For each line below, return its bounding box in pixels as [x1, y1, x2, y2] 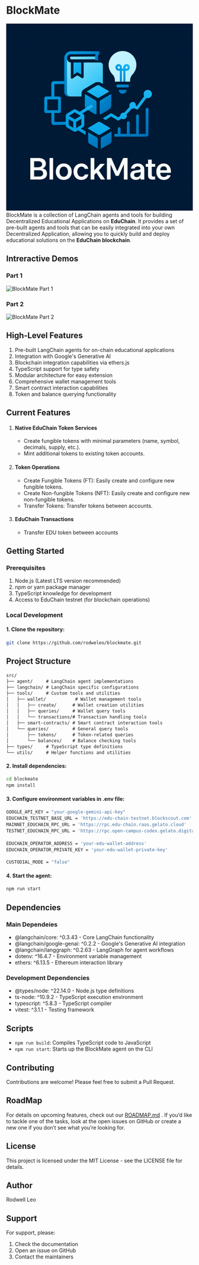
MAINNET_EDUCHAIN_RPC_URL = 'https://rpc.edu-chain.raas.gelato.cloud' [6, 822, 187, 828]
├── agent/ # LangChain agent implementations [6, 679, 134, 684]
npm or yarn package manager [14, 584, 91, 591]
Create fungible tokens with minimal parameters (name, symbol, [23, 437, 180, 445]
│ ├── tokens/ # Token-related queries [6, 732, 134, 738]
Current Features [6, 408, 71, 418]
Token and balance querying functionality [14, 390, 117, 398]
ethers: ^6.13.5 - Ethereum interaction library [14, 959, 123, 966]
